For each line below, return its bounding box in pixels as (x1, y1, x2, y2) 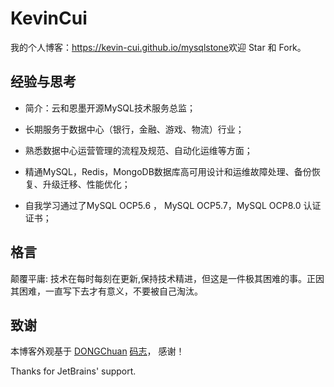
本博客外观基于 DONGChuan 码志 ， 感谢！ (10, 345, 185, 357)
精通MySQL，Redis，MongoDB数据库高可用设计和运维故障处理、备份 (24, 165, 312, 177)
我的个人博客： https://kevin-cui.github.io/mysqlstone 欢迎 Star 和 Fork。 (10, 41, 307, 53)
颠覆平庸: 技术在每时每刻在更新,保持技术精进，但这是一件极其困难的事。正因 (10, 272, 325, 284)
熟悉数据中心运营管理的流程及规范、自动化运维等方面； (24, 144, 253, 156)
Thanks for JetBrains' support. (10, 365, 137, 377)
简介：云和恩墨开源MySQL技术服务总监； (24, 102, 196, 114)
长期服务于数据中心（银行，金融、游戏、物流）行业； (24, 123, 245, 135)
